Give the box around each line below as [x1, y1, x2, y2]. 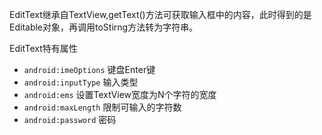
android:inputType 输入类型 [23, 76, 139, 88]
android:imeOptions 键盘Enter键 [23, 64, 156, 75]
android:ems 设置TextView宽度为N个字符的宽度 [23, 89, 217, 100]
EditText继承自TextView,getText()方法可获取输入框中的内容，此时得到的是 [9, 9, 312, 20]
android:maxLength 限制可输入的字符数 [23, 101, 182, 113]
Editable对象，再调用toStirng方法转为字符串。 [9, 21, 199, 33]
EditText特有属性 [9, 43, 78, 54]
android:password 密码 [23, 114, 117, 125]
